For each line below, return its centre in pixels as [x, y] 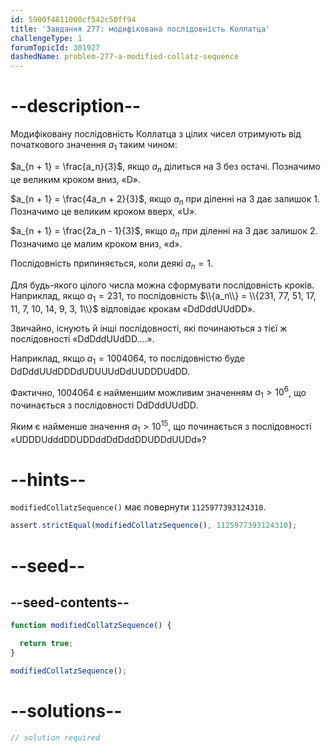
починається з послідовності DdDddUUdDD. [104, 405]
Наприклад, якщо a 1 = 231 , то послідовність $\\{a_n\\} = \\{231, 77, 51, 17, [163, 297]
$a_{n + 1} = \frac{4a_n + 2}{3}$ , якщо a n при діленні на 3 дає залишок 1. [165, 199]
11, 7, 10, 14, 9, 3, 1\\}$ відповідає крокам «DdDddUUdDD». [133, 308]
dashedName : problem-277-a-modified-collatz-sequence [125, 57]
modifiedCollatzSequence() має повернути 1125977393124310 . [138, 507]
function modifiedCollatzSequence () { [91, 626]
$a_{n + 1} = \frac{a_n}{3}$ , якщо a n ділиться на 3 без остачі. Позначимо [165, 167]
